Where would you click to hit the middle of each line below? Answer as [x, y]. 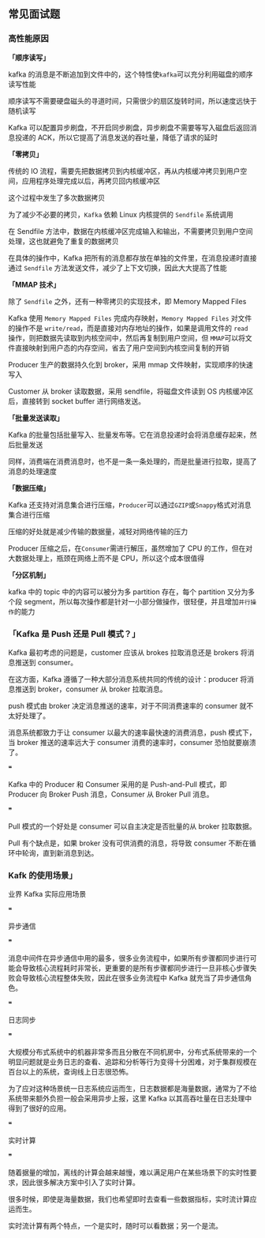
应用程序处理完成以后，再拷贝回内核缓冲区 [91, 181]
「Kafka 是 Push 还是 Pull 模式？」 [74, 634]
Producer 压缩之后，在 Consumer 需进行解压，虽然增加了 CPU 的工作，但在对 [131, 548]
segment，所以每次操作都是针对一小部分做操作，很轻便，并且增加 [131, 601]
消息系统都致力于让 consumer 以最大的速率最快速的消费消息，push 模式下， [132, 732]
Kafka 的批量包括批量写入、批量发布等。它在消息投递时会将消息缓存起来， [129, 435]
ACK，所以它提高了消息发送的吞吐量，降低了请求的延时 [128, 137]
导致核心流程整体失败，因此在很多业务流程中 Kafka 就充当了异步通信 [133, 978]
